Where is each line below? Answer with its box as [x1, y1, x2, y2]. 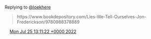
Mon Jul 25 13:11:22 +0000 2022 [9, 29, 77, 34]
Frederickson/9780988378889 [16, 19, 80, 25]
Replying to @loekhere [4, 4, 51, 10]
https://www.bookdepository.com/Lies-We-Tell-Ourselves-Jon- [16, 14, 147, 19]
